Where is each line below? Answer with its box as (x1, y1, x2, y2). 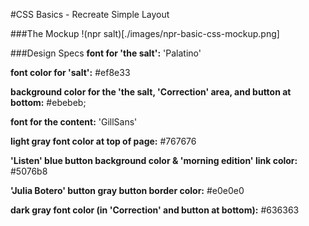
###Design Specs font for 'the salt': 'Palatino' (10, 47, 202, 59)
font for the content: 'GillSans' (10, 116, 138, 128)
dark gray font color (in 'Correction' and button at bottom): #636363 (10, 204, 300, 216)
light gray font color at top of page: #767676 (10, 135, 197, 147)
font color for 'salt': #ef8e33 (10, 67, 131, 78)
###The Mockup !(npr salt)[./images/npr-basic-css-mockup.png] (10, 28, 280, 39)
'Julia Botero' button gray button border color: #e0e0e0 (10, 185, 245, 196)
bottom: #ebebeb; (10, 97, 87, 108)
